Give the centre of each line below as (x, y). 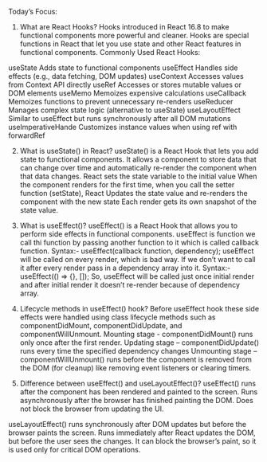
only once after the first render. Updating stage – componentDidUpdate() (139, 343)
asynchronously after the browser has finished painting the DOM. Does (136, 400)
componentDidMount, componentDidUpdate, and (101, 325)
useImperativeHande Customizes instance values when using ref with (123, 127)
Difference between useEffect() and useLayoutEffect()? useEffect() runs (138, 383)
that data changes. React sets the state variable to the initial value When (138, 176)
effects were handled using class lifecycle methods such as (118, 317)
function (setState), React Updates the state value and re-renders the (134, 193)
